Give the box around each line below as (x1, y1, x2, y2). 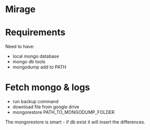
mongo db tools (12, 59, 45, 65)
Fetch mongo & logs (5, 82, 90, 93)
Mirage (5, 4, 36, 15)
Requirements (5, 27, 66, 38)
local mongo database (12, 53, 59, 59)
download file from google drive (12, 104, 79, 110)
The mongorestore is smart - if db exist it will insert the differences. (5, 119, 145, 125)
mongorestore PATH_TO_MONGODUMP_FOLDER (12, 109, 115, 115)
